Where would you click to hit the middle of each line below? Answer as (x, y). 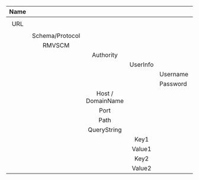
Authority (105, 55)
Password (174, 84)
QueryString (105, 130)
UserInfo (142, 65)
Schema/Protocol (56, 36)
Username (174, 74)
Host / (105, 93)
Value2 (142, 168)
